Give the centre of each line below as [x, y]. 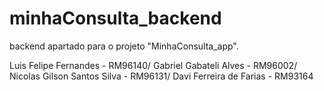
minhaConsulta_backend [115, 18]
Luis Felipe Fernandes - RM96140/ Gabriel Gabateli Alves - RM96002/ [153, 65]
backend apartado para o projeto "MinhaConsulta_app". [124, 46]
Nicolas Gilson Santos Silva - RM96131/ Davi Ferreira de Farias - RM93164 [161, 76]
